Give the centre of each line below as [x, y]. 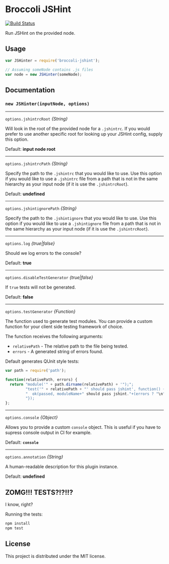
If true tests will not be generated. [41, 287]
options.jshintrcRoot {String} [36, 119]
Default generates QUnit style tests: [42, 361]
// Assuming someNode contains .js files [49, 70]
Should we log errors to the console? [44, 253]
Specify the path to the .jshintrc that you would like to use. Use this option [83, 174]
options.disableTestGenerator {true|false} [49, 277]
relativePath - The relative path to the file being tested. [70, 346]
